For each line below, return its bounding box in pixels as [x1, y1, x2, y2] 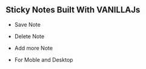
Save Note [14, 21, 41, 28]
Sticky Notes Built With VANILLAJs [5, 5, 141, 15]
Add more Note [14, 44, 53, 51]
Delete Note [14, 33, 45, 40]
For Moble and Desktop [14, 56, 73, 63]
